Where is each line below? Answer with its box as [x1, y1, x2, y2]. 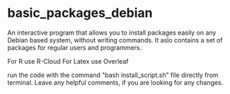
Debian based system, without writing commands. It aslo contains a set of [7, 35, 223, 44]
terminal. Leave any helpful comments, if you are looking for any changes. [7, 78, 224, 86]
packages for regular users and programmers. [7, 43, 142, 52]
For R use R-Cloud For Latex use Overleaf [7, 57, 129, 65]
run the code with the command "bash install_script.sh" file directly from [7, 71, 219, 79]
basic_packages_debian [7, 5, 153, 21]
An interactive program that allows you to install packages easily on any [7, 28, 217, 37]
